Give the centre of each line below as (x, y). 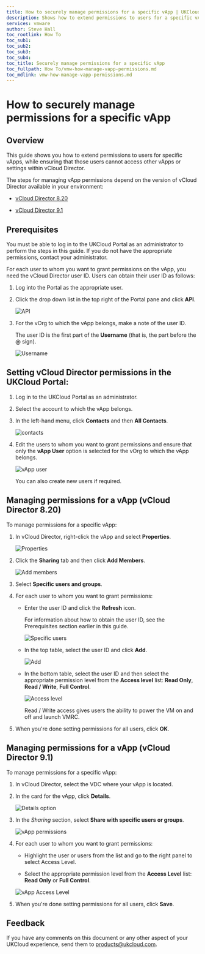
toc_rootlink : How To (34, 35)
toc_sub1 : (19, 40)
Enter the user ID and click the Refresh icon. (80, 607)
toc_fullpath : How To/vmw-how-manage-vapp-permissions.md (81, 69)
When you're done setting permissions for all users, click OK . (92, 729)
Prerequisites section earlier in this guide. (77, 626)
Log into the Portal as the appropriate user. (69, 288)
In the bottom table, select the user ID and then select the (96, 674)
